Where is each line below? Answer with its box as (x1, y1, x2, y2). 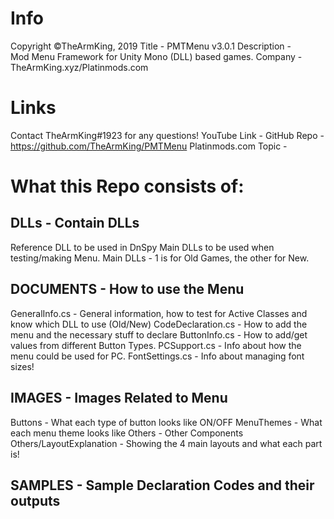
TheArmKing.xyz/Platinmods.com (10, 61, 149, 73)
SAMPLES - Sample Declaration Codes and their (10, 477, 315, 494)
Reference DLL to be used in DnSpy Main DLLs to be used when (10, 241, 275, 253)
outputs (10, 492, 61, 509)
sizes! (10, 360, 35, 372)
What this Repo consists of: (10, 175, 245, 198)
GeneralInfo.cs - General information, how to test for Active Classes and (10, 307, 308, 319)
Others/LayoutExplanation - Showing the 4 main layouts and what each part (10, 437, 323, 449)
